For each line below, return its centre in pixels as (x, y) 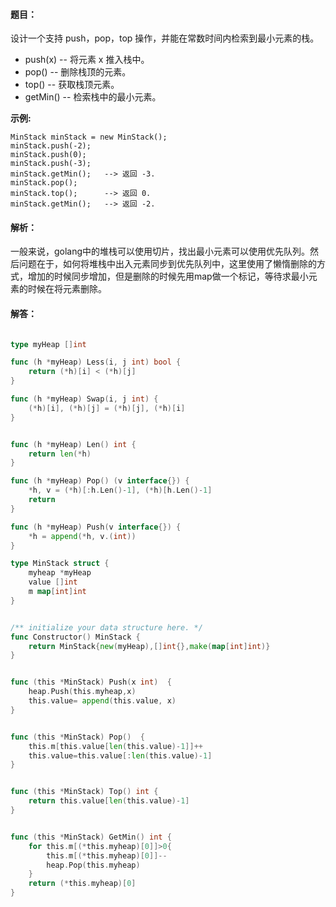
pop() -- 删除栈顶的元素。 (78, 72)
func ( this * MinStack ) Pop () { (77, 737)
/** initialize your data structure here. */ (106, 627)
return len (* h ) (60, 454)
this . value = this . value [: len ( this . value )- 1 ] (120, 755)
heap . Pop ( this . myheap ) (93, 865)
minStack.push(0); (48, 155)
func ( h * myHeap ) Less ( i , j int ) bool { (96, 362)
